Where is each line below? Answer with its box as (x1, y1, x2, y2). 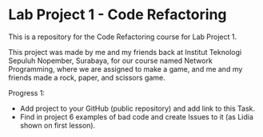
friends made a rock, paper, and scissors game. (8, 72, 165, 82)
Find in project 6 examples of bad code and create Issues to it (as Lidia (19, 112, 254, 121)
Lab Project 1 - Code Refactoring (8, 6, 227, 24)
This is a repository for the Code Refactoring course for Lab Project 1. (8, 32, 237, 41)
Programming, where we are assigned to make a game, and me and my (8, 64, 243, 73)
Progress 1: (8, 88, 46, 97)
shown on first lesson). (19, 120, 96, 130)
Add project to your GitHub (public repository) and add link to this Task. (19, 104, 256, 113)
